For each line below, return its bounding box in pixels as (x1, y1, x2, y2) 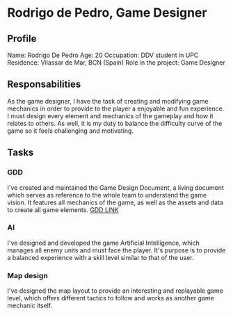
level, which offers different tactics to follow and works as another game (7, 294, 214, 302)
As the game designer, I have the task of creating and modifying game (7, 97, 209, 105)
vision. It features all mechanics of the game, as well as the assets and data (7, 198, 224, 207)
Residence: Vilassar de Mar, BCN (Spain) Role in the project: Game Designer (7, 58, 226, 67)
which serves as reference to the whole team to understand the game (7, 191, 207, 199)
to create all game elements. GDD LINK (7, 205, 120, 213)
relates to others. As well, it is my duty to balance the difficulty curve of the (7, 119, 223, 127)
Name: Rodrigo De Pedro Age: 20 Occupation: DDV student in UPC (7, 51, 199, 59)
